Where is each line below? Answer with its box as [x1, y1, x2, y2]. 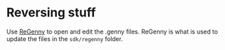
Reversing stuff [6, 5, 97, 21]
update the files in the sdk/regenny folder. [6, 34, 123, 42]
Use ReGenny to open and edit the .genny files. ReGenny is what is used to [6, 27, 218, 36]
